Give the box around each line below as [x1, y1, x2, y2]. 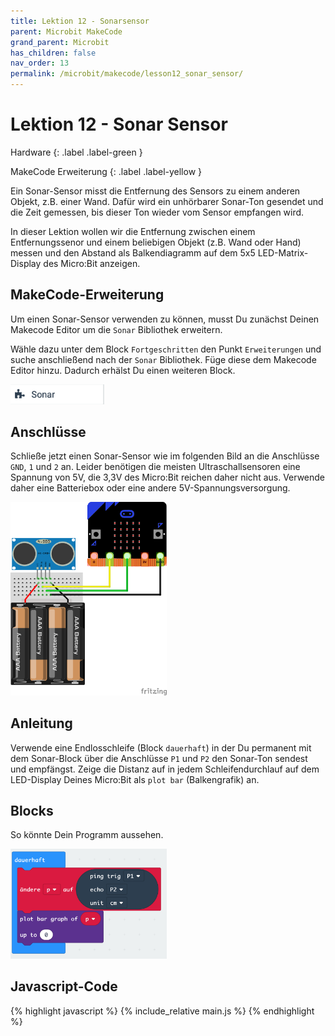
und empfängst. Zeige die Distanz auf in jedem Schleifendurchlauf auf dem [10, 763, 320, 775]
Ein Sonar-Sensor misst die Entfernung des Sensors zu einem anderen [10, 185, 301, 197]
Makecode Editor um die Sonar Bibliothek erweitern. [10, 323, 223, 335]
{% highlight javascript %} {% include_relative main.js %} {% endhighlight [10, 1005, 315, 1017]
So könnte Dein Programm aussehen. [10, 829, 164, 841]
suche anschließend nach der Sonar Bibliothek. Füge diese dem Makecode [10, 353, 317, 365]
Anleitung [10, 715, 73, 732]
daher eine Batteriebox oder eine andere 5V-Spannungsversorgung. [10, 482, 291, 494]
